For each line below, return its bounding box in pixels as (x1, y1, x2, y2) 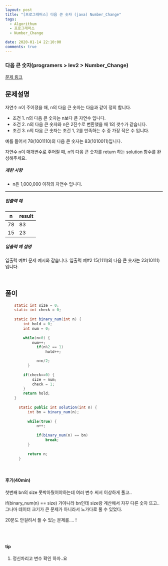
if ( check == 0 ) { (23, 372, 55, 377)
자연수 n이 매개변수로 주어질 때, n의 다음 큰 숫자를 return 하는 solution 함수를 (5, 149, 156, 155)
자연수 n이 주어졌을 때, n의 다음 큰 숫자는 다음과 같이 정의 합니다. (5, 104, 131, 110)
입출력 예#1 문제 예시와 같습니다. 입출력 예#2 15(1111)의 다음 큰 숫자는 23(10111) (5, 257, 160, 263)
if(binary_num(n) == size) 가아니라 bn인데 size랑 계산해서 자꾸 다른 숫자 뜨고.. (5, 500, 160, 506)
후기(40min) (5, 477, 31, 483)
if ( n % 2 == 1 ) (36, 345, 64, 350)
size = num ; (31, 377, 57, 382)
